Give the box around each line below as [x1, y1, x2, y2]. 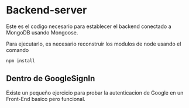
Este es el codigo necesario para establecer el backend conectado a [6, 23, 171, 30]
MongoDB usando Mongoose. [6, 29, 78, 36]
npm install [6, 58, 35, 64]
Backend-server [6, 4, 87, 17]
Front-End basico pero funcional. [6, 95, 86, 102]
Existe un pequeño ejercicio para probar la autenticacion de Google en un [6, 89, 184, 96]
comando [6, 46, 29, 53]
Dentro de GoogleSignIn [6, 74, 95, 83]
